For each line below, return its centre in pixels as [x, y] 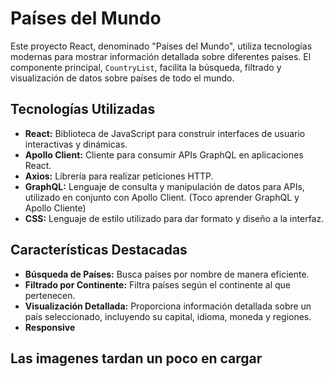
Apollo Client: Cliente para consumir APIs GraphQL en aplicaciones [164, 154]
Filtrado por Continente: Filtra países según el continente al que [157, 284]
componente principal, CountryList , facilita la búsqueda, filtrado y [146, 67]
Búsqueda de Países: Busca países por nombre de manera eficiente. [167, 274]
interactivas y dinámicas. [76, 144]
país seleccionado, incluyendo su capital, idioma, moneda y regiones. [168, 316]
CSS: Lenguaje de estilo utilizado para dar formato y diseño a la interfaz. [174, 218]
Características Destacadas [99, 250]
